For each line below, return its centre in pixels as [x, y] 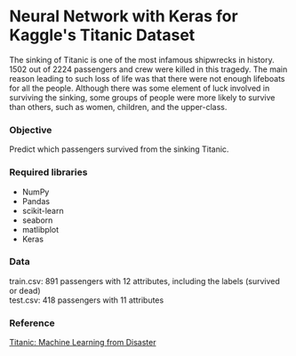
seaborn [37, 220]
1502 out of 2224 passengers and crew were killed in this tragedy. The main [148, 69]
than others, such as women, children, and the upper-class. [118, 107]
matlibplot [40, 229]
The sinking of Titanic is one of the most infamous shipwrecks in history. [142, 59]
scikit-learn [43, 210]
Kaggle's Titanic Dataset [102, 35]
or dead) [25, 290]
